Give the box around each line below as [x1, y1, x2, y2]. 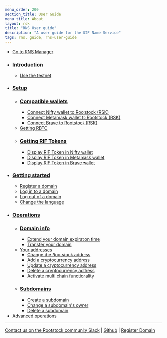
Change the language [19, 199, 64, 205]
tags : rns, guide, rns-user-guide [5, 35, 77, 40]
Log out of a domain [19, 193, 61, 199]
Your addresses [19, 247, 52, 253]
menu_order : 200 [5, 7, 39, 12]
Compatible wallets [19, 98, 68, 105]
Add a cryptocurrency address [27, 257, 90, 263]
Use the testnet [19, 73, 52, 79]
